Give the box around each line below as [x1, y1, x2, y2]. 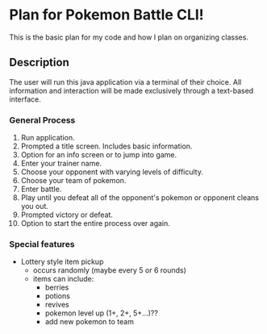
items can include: [32, 274, 94, 284]
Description [9, 56, 69, 69]
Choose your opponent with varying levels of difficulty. [20, 167, 204, 177]
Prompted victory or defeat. [20, 210, 114, 219]
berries [44, 282, 69, 292]
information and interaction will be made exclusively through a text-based [9, 86, 254, 95]
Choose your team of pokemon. [20, 176, 127, 186]
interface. [9, 94, 41, 104]
